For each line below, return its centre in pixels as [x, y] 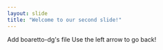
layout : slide [28, 13]
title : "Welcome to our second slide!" [65, 20]
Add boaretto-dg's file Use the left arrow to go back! [82, 39]
